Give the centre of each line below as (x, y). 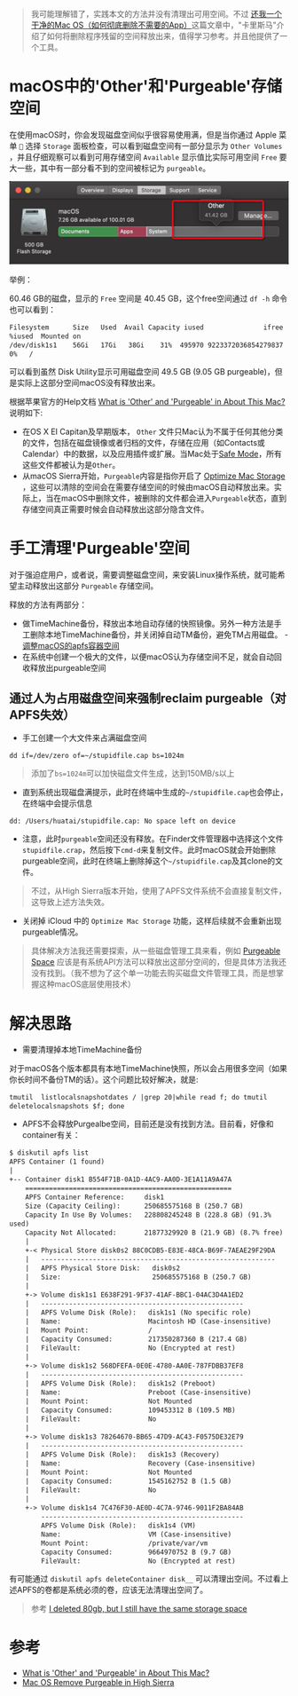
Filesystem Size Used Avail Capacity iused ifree (146, 327)
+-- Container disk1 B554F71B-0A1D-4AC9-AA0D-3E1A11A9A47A (121, 1179)
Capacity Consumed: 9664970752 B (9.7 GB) (137, 1552)
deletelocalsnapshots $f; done (67, 1107)
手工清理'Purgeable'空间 (100, 548)
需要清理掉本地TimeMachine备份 (82, 1050)
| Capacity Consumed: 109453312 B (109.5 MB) (131, 1410)
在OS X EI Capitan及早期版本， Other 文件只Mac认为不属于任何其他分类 (153, 431)
